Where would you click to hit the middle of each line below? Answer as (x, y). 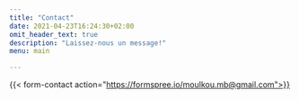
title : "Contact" (42, 18)
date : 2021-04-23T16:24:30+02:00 (72, 26)
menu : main (30, 51)
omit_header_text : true (54, 34)
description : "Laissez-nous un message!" (88, 43)
